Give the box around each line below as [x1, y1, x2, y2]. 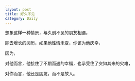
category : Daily [5, 16, 38, 21]
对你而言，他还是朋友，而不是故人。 [5, 71, 78, 77]
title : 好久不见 [5, 12, 35, 16]
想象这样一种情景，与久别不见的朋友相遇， [5, 30, 90, 36]
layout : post [5, 7, 32, 12]
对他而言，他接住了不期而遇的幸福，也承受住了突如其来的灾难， [5, 61, 133, 67]
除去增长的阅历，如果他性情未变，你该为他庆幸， [5, 40, 103, 46]
